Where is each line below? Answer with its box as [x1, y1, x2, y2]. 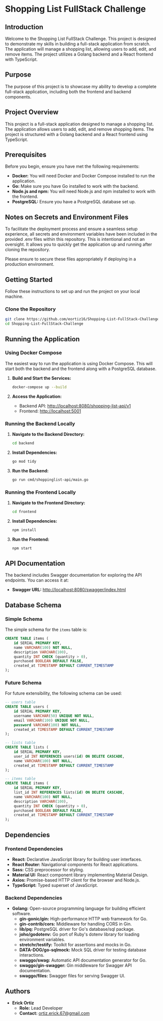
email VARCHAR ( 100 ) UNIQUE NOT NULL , [14, 718, 90, 723]
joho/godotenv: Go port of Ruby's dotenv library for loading [19, 931, 140, 937]
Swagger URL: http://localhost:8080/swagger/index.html [12, 587, 126, 593]
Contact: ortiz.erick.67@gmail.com [19, 1010, 90, 1016]
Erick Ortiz [12, 1000, 34, 1005]
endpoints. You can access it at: [5, 577, 69, 583]
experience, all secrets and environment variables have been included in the [5, 231, 158, 237]
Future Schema [5, 679, 42, 686]
